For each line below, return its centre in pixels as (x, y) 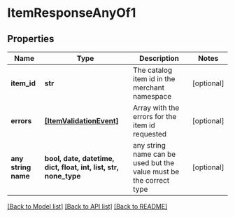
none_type (63, 176)
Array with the (156, 108)
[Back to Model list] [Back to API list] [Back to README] (87, 206)
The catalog (152, 70)
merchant (148, 87)
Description (159, 58)
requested (149, 134)
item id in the (154, 79)
